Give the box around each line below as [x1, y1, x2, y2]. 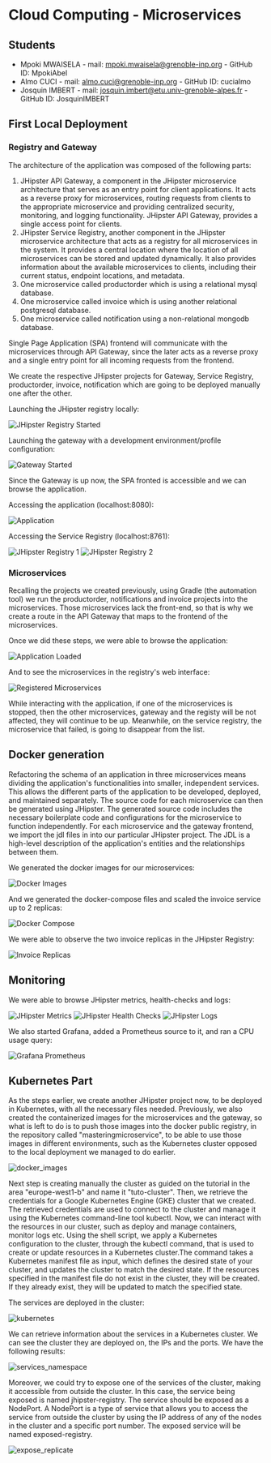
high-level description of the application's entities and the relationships [8, 838, 245, 848]
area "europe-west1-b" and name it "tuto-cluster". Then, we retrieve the [8, 1187, 248, 1197]
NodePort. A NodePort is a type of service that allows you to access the [8, 1404, 248, 1414]
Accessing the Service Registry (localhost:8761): [8, 531, 170, 541]
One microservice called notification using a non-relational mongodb [19, 314, 249, 324]
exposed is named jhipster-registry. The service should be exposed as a [8, 1395, 249, 1405]
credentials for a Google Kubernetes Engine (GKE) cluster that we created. [8, 1196, 256, 1206]
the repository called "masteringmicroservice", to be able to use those [8, 1130, 243, 1140]
